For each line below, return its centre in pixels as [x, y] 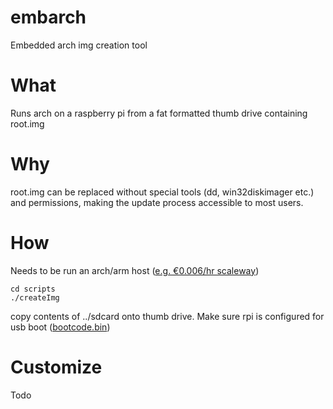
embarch [48, 17]
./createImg [35, 297]
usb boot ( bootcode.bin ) [60, 327]
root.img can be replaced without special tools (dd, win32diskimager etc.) [162, 192]
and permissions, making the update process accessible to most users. [157, 202]
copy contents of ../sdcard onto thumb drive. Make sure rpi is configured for [167, 316]
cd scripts [33, 289]
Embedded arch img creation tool [79, 45]
